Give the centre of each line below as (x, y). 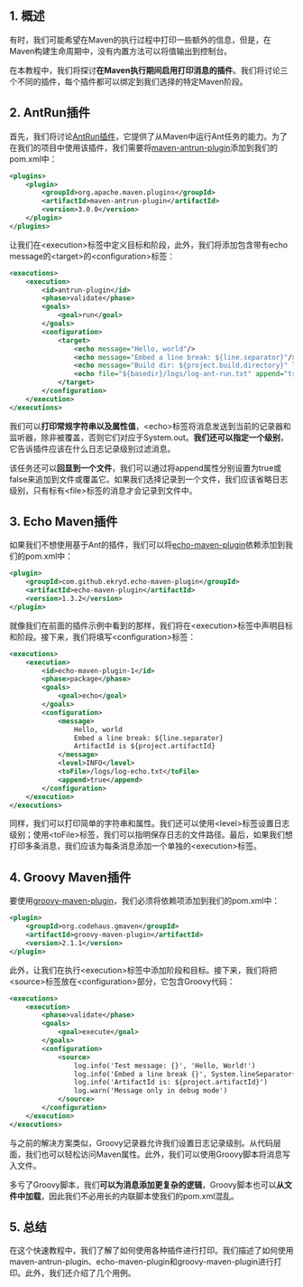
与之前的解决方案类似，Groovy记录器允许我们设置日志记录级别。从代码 (141, 1142)
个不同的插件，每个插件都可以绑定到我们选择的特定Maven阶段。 (129, 81)
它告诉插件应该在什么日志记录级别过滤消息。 (92, 448)
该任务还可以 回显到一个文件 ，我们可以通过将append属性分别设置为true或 (146, 467)
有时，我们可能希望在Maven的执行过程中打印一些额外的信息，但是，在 (141, 40)
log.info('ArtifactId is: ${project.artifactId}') (171, 1083)
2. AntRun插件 (50, 113)
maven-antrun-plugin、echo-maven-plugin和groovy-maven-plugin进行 (142, 1262)
